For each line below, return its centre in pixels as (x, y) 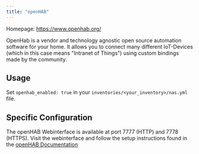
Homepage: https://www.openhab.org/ (54, 29)
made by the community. (37, 59)
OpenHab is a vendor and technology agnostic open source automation (94, 40)
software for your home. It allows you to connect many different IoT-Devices (100, 47)
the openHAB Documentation (42, 144)
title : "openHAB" (28, 12)
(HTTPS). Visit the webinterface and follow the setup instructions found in (97, 138)
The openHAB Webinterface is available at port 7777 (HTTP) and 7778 (92, 132)
